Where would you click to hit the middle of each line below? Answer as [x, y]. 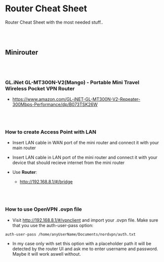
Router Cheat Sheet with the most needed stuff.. [54, 22]
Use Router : [25, 172]
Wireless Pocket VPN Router [40, 88]
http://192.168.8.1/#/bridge [46, 182]
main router [24, 148]
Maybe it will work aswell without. [47, 254]
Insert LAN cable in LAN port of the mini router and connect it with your [85, 158]
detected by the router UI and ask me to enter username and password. [85, 249]
